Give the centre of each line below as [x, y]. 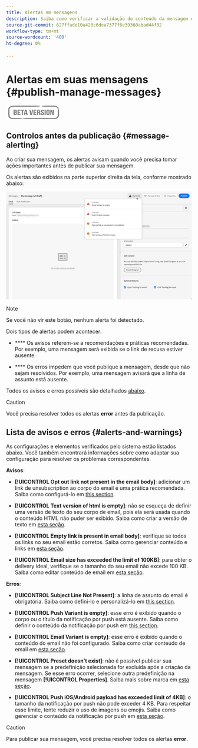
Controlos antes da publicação [64, 136]
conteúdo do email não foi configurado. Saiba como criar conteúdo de [100, 643]
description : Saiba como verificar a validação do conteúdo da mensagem [97, 19]
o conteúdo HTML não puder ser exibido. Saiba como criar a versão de [101, 518]
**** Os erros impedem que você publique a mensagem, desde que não [102, 367]
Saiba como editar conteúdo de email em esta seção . [79, 572]
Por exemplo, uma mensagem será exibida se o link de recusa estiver [99, 349]
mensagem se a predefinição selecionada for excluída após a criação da [103, 667]
